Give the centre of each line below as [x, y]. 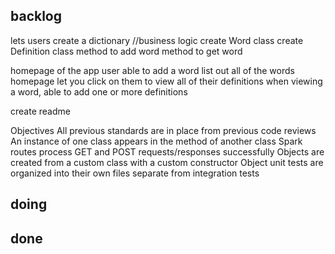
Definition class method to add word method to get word [126, 51]
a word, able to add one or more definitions [99, 91]
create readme [40, 111]
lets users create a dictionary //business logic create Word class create [157, 40]
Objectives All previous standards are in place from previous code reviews [163, 130]
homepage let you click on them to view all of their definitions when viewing [166, 81]
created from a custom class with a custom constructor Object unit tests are [167, 162]
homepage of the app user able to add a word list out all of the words [152, 70]
